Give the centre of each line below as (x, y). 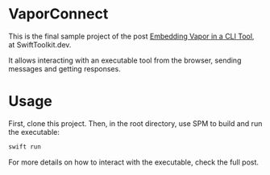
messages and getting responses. (64, 68)
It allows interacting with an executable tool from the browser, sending (125, 60)
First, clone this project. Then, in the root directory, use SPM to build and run (135, 123)
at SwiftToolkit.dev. (40, 44)
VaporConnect (58, 14)
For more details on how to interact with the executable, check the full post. (134, 162)
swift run (25, 147)
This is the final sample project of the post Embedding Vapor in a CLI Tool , (131, 36)
